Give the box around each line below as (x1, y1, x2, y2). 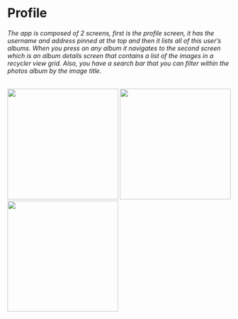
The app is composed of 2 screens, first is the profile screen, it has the (7, 28, 215, 37)
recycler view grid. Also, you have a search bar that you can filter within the (7, 59, 229, 67)
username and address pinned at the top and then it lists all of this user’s (7, 36, 222, 45)
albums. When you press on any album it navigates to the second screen (7, 44, 221, 52)
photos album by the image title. (7, 66, 102, 75)
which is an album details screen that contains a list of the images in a (7, 51, 214, 60)
